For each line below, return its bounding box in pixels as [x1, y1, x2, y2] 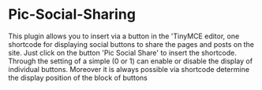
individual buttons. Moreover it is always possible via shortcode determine [8, 64, 250, 74]
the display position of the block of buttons [8, 73, 148, 82]
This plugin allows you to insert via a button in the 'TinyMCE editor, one [8, 31, 240, 41]
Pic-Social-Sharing [8, 5, 137, 23]
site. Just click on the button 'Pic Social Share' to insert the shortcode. [8, 48, 237, 57]
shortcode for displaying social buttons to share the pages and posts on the [8, 39, 255, 49]
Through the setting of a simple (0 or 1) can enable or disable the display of [8, 56, 253, 66]
